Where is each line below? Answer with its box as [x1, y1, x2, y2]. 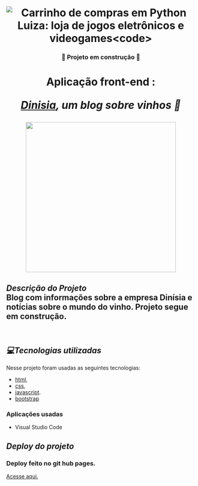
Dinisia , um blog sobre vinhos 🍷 [20, 99, 181, 112]
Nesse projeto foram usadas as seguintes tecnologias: [6, 364, 141, 371]
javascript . [14, 388, 41, 396]
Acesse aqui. [6, 472, 38, 480]
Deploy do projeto [6, 441, 74, 451]
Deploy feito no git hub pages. [6, 459, 96, 467]
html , [14, 375, 28, 383]
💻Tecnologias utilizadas [6, 345, 102, 356]
